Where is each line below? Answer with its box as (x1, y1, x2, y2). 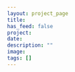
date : (7, 36, 22, 43)
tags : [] (7, 55, 32, 62)
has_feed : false (7, 23, 53, 29)
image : (7, 49, 26, 56)
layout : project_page (7, 10, 69, 17)
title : (7, 16, 26, 23)
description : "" (7, 42, 53, 49)
